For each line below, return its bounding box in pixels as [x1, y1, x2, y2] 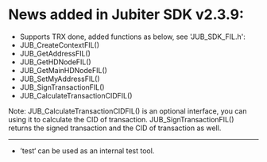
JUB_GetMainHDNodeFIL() [19, 65, 107, 75]
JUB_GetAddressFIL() [19, 48, 91, 58]
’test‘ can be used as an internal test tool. [19, 145, 155, 156]
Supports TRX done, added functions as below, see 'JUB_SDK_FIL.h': [19, 32, 246, 41]
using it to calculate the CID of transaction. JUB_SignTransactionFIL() [8, 114, 234, 124]
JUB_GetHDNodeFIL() [19, 57, 91, 67]
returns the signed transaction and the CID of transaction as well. [8, 123, 222, 133]
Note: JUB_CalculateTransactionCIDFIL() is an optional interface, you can [8, 106, 247, 116]
